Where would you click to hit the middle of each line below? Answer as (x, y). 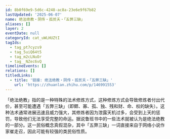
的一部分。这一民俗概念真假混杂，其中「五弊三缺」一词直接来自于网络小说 (83, 125)
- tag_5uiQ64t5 (26, 52)
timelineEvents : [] (26, 66)
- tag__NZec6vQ (26, 61)
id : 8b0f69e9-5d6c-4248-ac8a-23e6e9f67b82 (51, 10)
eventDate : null (22, 33)
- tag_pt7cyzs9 (26, 47)
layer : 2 (14, 29)
